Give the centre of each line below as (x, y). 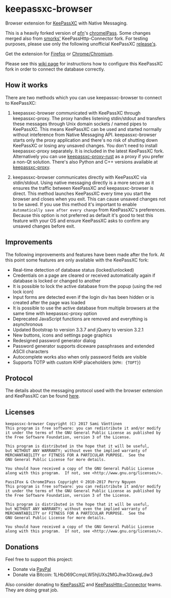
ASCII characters (30, 351)
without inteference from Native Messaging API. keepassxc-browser (84, 135)
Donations (22, 547)
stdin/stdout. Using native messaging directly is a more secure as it (83, 183)
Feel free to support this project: (39, 559)
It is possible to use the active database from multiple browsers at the (86, 308)
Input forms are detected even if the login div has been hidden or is (83, 297)
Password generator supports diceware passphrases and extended (83, 346)
